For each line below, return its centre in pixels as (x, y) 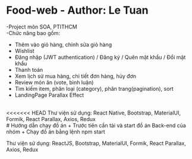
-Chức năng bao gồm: (33, 33)
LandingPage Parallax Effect (49, 95)
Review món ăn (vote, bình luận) (54, 82)
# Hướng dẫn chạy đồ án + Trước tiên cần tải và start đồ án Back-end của (96, 125)
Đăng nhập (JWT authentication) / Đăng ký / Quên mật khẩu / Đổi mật (100, 57)
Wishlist (24, 50)
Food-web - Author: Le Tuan (77, 10)
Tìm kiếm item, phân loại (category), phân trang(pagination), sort (94, 88)
